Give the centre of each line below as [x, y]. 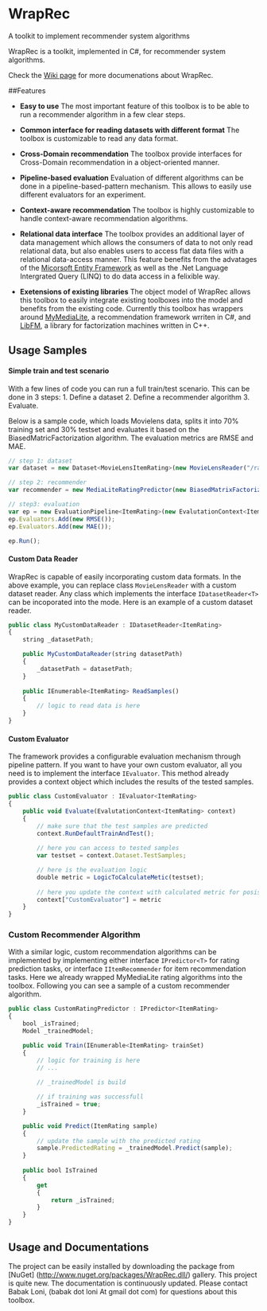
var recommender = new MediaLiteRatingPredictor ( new [97, 490]
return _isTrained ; [83, 1200]
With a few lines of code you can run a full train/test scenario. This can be [129, 388]
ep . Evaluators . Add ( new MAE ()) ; [60, 526]
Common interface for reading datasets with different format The [130, 130]
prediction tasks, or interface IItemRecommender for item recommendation [127, 969]
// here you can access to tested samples [108, 849]
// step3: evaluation [44, 505]
